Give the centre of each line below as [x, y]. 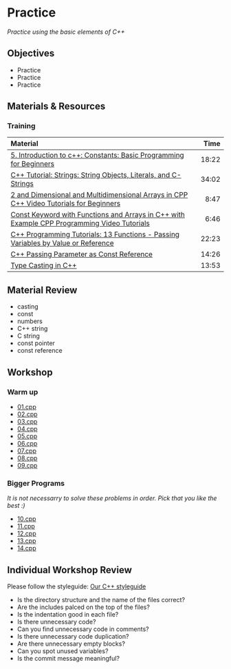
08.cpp [27, 458]
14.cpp [26, 548]
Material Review [42, 290]
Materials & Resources [56, 106]
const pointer [36, 343]
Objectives [31, 53]
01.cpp [26, 406]
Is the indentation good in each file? [68, 615]
